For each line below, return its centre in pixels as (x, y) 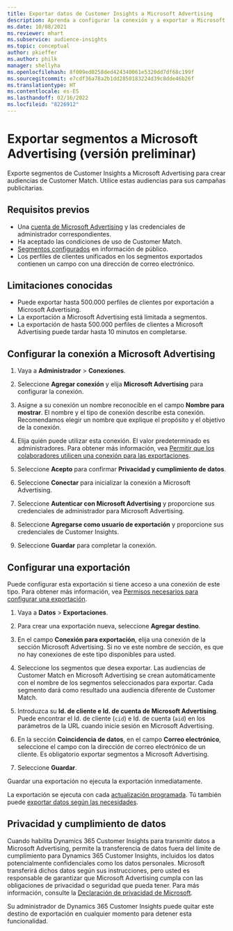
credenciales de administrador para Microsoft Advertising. (101, 511)
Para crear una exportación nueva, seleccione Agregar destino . (109, 626)
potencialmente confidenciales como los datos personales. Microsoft (106, 863)
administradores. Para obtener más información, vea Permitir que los (116, 448)
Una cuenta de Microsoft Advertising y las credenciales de (101, 227)
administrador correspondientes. (64, 234)
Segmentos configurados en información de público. (93, 249)
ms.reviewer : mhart (35, 33)
